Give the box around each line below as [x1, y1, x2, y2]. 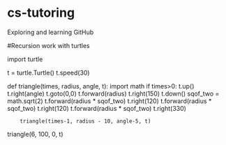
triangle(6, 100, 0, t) [7, 130, 64, 138]
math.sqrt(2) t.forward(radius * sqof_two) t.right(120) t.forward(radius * [7, 96, 212, 105]
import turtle [7, 54, 43, 63]
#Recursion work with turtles [7, 41, 90, 49]
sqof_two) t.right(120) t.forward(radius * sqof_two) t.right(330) [7, 104, 187, 112]
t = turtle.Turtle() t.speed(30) [7, 68, 90, 77]
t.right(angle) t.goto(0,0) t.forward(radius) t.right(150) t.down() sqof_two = [7, 89, 220, 98]
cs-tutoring [7, 5, 75, 21]
